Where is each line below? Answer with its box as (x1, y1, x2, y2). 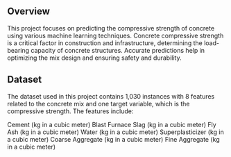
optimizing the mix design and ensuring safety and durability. (7, 53, 182, 62)
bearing (7, 46, 30, 54)
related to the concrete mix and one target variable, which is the (7, 99, 190, 108)
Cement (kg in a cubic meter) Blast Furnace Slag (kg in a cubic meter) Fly (7, 120, 216, 129)
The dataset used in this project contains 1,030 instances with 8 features (7, 92, 215, 100)
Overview (7, 6, 51, 17)
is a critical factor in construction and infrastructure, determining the (7, 38, 203, 47)
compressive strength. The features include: (7, 107, 134, 115)
